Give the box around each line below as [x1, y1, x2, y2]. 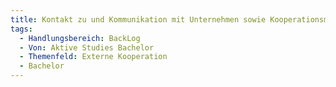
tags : [10, 24, 33, 34]
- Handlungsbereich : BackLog [19, 33, 141, 43]
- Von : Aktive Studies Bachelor [19, 42, 155, 53]
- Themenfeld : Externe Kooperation [19, 52, 168, 62]
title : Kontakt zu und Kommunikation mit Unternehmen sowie [10, 14, 267, 25]
